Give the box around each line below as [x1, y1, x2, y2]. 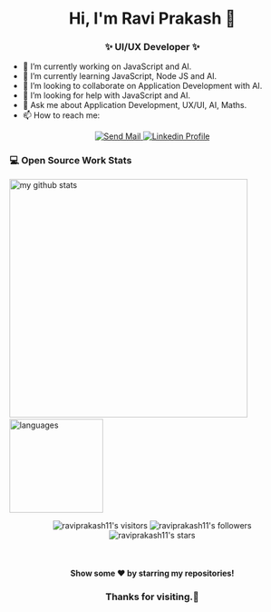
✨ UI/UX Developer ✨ [104, 41, 200, 54]
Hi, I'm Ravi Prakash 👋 [68, 8, 237, 29]
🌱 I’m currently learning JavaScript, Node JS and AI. [22, 71, 218, 82]
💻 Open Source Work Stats [9, 154, 132, 167]
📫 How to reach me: [22, 110, 101, 121]
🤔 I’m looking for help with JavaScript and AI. [22, 90, 190, 101]
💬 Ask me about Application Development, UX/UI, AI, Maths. [22, 100, 247, 111]
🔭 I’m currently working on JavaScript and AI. [22, 61, 192, 72]
